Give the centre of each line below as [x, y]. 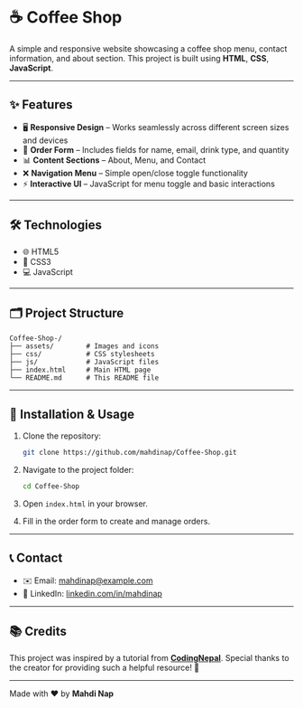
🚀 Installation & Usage [72, 414]
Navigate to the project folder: [78, 470]
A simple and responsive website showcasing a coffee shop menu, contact [148, 48]
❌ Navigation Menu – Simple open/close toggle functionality [135, 173]
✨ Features [41, 105]
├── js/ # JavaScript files [84, 363]
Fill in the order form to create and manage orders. [116, 521]
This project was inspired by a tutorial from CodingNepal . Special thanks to [150, 657]
